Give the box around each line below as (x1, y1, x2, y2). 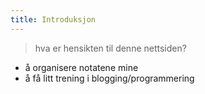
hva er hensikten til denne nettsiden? (34, 42, 187, 54)
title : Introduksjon (10, 14, 97, 25)
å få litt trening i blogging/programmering (24, 72, 195, 84)
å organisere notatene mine (24, 61, 139, 73)
